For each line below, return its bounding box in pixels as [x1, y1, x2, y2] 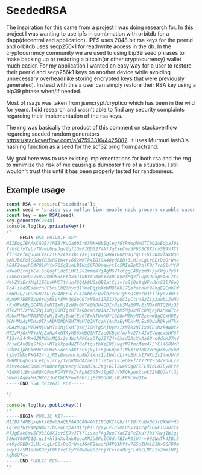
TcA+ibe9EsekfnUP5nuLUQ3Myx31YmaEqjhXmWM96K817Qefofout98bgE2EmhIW [6, 285, 180, 291]
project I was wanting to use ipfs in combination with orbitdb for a [6, 30, 169, 37]
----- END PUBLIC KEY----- [6, 458, 71, 464]
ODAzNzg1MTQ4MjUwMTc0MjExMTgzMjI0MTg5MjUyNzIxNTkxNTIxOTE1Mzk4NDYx [6, 324, 180, 330]
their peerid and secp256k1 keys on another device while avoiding [6, 68, 171, 75]
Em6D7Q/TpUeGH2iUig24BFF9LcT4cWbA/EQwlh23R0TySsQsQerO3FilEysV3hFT [6, 291, 180, 297]
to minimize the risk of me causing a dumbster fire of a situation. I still [6, 161, 179, 168]
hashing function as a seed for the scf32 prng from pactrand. [6, 143, 159, 150]
